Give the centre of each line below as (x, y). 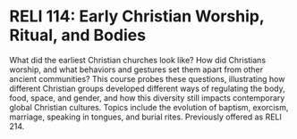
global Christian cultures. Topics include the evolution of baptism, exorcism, (149, 107)
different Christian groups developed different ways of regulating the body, (147, 88)
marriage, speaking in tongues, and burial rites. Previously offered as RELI (145, 117)
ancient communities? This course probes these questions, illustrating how (147, 78)
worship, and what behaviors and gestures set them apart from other (136, 69)
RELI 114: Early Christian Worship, (137, 16)
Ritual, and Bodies (77, 35)
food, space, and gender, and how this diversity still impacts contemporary (147, 98)
